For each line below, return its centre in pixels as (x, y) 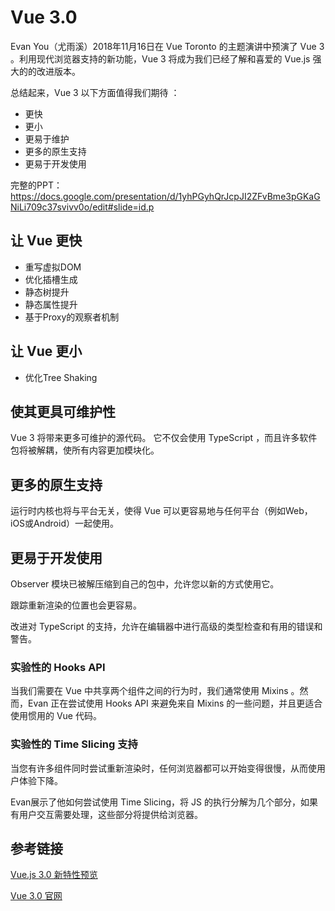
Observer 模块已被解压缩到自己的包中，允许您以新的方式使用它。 (145, 584)
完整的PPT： (36, 185)
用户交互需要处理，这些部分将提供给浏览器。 (110, 814)
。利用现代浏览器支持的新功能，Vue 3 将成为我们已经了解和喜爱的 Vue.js (160, 58)
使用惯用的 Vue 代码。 (56, 716)
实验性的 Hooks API (58, 667)
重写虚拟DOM (53, 267)
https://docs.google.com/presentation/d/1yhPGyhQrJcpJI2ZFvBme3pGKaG (165, 196)
